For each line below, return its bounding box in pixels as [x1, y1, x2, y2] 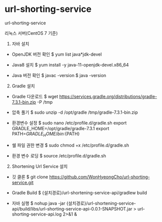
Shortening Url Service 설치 [11, 163, 68, 169]
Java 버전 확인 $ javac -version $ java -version [11, 72, 107, 78]
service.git [11, 179, 34, 185]
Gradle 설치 [11, 83, 35, 89]
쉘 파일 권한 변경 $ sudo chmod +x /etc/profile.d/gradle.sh [11, 142, 129, 148]
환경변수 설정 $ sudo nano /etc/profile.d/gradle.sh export [11, 120, 127, 126]
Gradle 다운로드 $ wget [11, 93, 58, 99]
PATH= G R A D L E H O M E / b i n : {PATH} [11, 131, 80, 138]
